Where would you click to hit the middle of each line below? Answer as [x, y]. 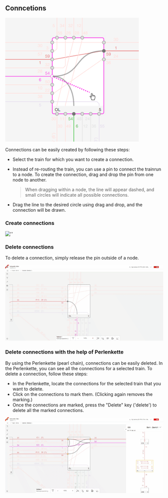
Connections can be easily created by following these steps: [68, 149]
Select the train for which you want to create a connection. [73, 159]
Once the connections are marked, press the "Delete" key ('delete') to [85, 405]
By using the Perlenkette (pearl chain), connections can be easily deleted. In [84, 363]
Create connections [30, 223]
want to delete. [28, 389]
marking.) [22, 399]
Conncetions [26, 8]
